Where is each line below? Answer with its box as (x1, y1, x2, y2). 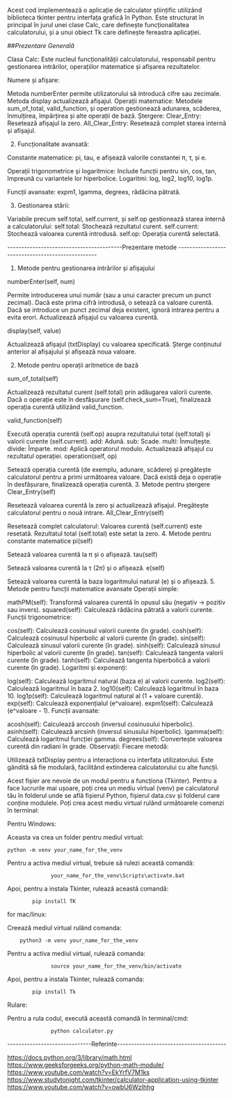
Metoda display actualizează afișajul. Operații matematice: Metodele (7, 97, 203, 105)
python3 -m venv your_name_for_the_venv (19, 937, 138, 944)
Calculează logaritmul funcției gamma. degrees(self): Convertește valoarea (7, 735, 223, 743)
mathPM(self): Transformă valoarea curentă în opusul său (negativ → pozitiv (7, 598, 226, 606)
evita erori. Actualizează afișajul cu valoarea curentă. (7, 313, 159, 321)
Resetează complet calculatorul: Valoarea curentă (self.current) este (7, 522, 203, 530)
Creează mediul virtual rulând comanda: (7, 924, 122, 932)
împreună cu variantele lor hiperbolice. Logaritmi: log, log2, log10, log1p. (7, 174, 214, 182)
